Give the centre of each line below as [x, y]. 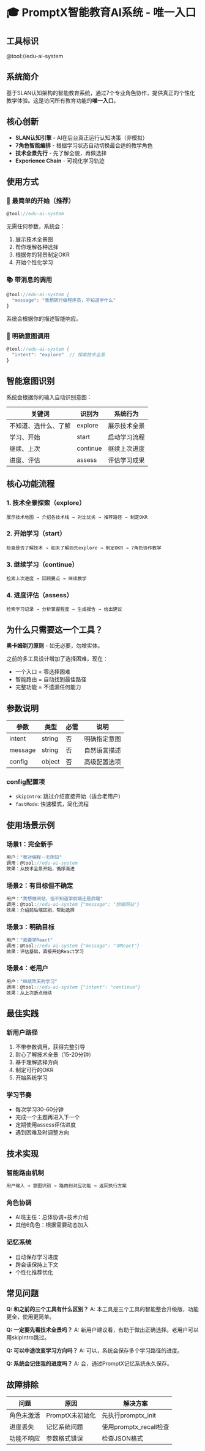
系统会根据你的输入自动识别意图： [49, 397]
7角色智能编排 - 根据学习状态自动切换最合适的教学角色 [84, 145]
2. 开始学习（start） [36, 534]
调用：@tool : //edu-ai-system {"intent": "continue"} [73, 987]
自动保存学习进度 [37, 1257]
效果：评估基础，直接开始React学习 [45, 951]
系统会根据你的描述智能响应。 [44, 319]
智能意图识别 [31, 381]
